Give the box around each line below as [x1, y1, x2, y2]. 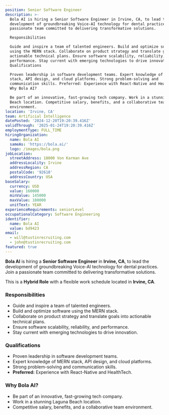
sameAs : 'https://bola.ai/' [10, 142, 69, 147]
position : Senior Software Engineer [5, 7, 82, 13]
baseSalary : [5, 179, 30, 184]
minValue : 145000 [10, 193, 46, 198]
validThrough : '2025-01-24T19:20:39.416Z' [5, 123, 96, 128]
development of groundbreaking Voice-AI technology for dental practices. [5, 263, 158, 269]
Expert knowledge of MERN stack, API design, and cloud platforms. [12, 359, 152, 365]
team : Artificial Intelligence [5, 114, 71, 119]
